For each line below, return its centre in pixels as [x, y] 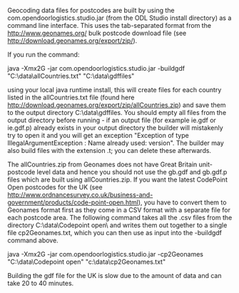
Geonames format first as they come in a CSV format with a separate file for [119, 210]
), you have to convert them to [182, 202]
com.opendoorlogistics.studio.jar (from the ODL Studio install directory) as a [119, 18]
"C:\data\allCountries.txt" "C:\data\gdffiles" [71, 76]
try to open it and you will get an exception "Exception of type [98, 135]
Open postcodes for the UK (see [55, 187]
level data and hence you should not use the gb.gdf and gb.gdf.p [132, 172]
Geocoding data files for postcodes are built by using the [91, 10]
